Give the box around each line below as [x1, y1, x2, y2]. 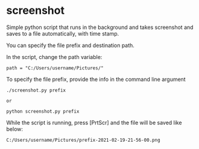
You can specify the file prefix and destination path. [6, 42, 134, 49]
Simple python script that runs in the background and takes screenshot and [6, 24, 194, 31]
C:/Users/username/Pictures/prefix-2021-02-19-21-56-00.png [6, 137, 161, 143]
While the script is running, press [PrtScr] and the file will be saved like [6, 119, 182, 126]
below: [6, 125, 23, 133]
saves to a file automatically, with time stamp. [6, 30, 119, 37]
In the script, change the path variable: [6, 53, 103, 60]
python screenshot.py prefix [6, 108, 80, 115]
